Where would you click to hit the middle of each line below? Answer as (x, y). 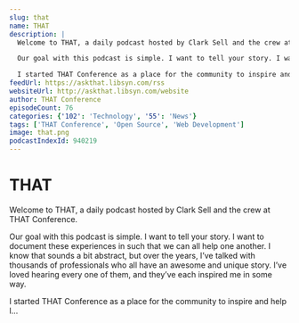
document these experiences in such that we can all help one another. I (140, 245)
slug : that (29, 17)
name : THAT (29, 26)
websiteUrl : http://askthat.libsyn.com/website (99, 91)
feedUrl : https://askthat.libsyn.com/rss (87, 83)
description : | (37, 34)
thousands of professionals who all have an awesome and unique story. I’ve (148, 265)
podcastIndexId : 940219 (53, 141)
